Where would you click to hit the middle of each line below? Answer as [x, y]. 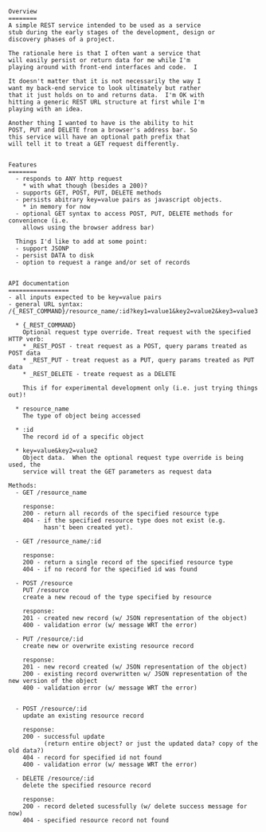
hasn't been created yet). [88, 528]
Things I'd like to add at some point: [82, 241]
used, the [25, 465]
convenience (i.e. [39, 221]
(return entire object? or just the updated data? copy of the [151, 744]
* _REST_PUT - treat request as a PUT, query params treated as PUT [139, 360]
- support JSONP [42, 249]
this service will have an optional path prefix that [100, 137]
